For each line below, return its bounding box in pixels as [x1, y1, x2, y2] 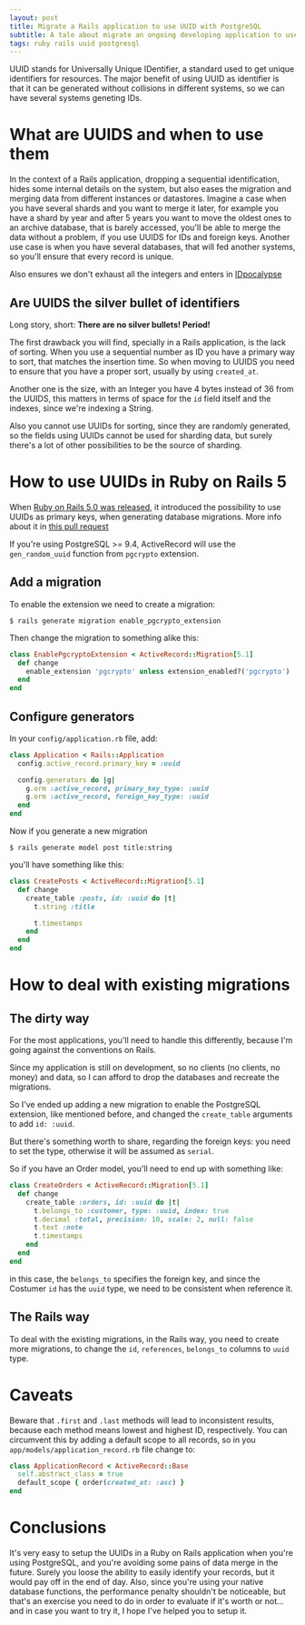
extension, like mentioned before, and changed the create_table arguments [9, 1108, 293, 1119]
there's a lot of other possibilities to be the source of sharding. [9, 440, 242, 450]
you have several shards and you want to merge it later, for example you [9, 203, 280, 214]
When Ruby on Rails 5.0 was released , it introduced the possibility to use [9, 501, 281, 512]
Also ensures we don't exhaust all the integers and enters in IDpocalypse [9, 269, 282, 280]
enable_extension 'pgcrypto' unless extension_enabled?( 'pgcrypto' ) [25, 667, 290, 676]
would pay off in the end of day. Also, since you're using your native [9, 1577, 264, 1587]
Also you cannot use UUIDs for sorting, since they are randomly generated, [9, 420, 290, 431]
